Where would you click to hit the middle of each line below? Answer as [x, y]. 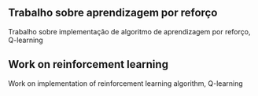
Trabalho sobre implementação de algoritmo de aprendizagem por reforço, [129, 31]
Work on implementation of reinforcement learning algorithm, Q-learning [126, 83]
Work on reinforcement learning [88, 64]
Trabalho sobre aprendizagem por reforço [113, 13]
